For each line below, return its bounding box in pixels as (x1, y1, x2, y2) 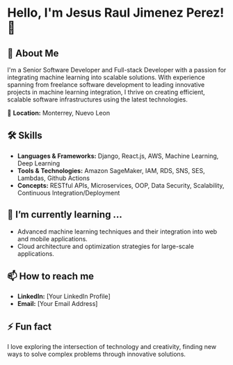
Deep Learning (17, 159, 61, 168)
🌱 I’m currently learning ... (7, 209, 123, 220)
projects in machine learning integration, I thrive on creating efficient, (7, 88, 205, 96)
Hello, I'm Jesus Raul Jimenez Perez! (7, 5, 225, 21)
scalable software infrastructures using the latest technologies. (7, 95, 188, 104)
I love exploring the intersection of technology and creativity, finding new (7, 343, 217, 351)
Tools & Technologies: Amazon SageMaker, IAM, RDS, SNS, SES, (17, 166, 205, 175)
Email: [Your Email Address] (17, 300, 98, 308)
